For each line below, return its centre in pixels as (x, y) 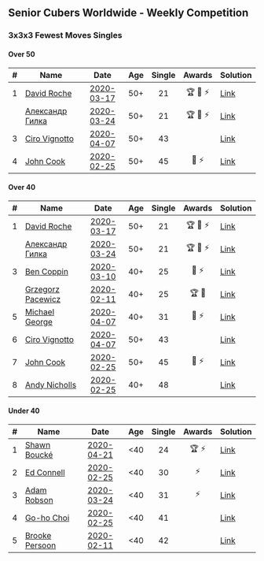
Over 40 (22, 188)
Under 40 (24, 411)
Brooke (38, 535)
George (39, 321)
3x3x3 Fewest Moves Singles (65, 35)
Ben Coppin (47, 271)
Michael (40, 312)
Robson (39, 500)
